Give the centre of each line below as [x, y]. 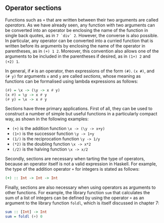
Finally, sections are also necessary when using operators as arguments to [80, 187]
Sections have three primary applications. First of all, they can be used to [79, 109]
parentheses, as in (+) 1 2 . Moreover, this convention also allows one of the [82, 51]
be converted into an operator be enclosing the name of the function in [77, 30]
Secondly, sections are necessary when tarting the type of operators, [75, 159]
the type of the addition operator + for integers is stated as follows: [72, 169]
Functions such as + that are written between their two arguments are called [82, 20]
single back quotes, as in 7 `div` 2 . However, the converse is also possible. [82, 35]
